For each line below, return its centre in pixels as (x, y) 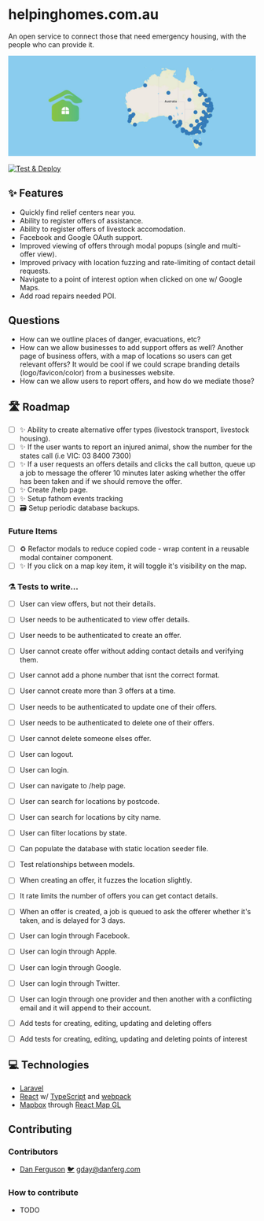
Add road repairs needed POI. (68, 296)
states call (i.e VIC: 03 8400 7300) (75, 456)
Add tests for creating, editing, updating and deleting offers (115, 1023)
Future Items (33, 531)
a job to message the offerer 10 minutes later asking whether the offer (132, 473)
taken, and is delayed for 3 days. (72, 920)
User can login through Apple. (68, 952)
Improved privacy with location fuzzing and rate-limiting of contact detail (137, 262)
